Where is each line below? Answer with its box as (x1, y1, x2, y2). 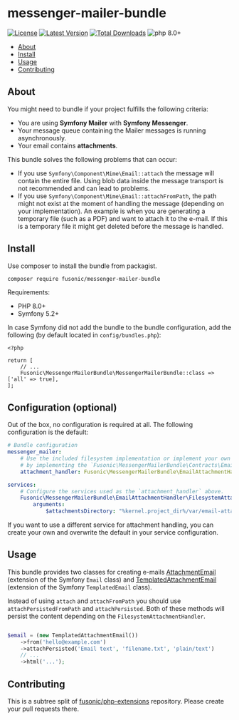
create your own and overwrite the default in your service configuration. (7, 528, 219, 536)
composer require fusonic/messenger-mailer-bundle (7, 275, 161, 282)
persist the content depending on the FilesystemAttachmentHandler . (7, 612, 206, 620)
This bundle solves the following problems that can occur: (7, 155, 178, 163)
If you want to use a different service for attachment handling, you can (7, 520, 214, 529)
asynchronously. (17, 133, 66, 142)
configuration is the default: (7, 428, 89, 436)
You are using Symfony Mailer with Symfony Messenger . (17, 118, 188, 127)
